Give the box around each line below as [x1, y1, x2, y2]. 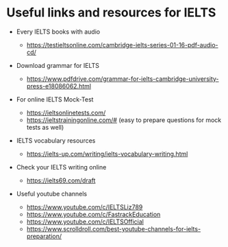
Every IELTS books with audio [16, 27, 101, 36]
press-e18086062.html [26, 82, 92, 90]
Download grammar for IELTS [16, 61, 100, 69]
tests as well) [26, 123, 64, 131]
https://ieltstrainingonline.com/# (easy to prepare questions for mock [26, 115, 222, 124]
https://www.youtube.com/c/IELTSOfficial [26, 217, 144, 226]
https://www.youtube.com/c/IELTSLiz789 [26, 202, 143, 211]
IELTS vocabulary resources [16, 136, 96, 145]
